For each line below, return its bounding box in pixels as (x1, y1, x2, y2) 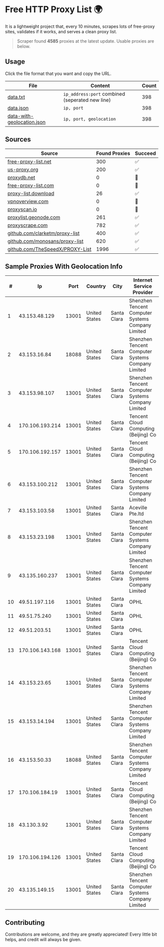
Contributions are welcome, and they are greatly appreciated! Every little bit (5, 931, 157, 937)
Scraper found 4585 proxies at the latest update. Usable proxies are (17, 38, 155, 44)
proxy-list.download (7, 190, 55, 196)
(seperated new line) (63, 97, 111, 103)
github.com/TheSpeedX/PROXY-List (7, 245, 92, 252)
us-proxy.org (7, 166, 39, 173)
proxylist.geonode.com (7, 214, 61, 220)
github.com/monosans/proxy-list (7, 238, 84, 244)
